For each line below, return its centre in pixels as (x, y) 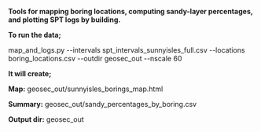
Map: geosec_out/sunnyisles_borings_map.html (86, 89)
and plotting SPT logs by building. (64, 20)
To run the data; (35, 35)
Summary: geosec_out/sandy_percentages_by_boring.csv (103, 104)
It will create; (30, 73)
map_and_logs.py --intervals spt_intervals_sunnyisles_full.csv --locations (127, 50)
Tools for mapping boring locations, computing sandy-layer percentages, (130, 11)
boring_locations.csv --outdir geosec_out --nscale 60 (95, 59)
